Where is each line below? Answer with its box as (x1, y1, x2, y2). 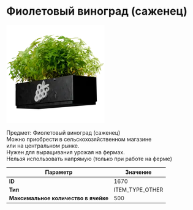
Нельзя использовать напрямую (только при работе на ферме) (6, 155, 173, 162)
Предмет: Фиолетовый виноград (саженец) (6, 129, 121, 136)
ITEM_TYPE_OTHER (113, 186, 164, 193)
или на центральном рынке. (6, 142, 80, 149)
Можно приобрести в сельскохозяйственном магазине (6, 135, 152, 143)
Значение (125, 168, 152, 176)
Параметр (45, 168, 73, 176)
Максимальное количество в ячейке (9, 195, 109, 202)
